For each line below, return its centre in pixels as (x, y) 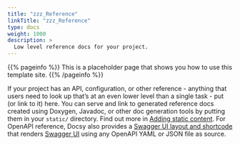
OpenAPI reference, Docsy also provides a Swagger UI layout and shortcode (120, 126)
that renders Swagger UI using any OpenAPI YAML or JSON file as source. (117, 134)
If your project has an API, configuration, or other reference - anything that (117, 88)
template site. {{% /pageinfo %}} (56, 75)
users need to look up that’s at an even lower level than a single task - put (116, 96)
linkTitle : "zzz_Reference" (49, 21)
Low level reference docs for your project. (81, 47)
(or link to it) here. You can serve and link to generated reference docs (111, 103)
